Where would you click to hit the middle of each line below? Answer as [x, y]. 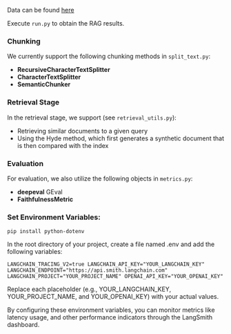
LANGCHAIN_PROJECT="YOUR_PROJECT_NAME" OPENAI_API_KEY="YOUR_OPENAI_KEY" [115, 277]
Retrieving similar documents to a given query [82, 131]
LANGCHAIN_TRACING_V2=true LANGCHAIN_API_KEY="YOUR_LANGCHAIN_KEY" [106, 265]
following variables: [35, 252]
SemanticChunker [44, 84]
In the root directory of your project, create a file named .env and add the [111, 244]
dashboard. [23, 325]
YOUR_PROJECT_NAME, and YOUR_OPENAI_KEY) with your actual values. [113, 297]
